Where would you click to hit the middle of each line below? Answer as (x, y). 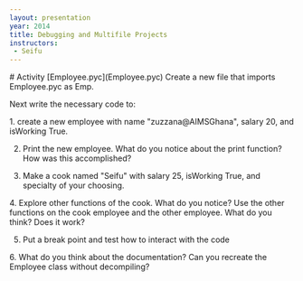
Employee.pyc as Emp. (52, 87)
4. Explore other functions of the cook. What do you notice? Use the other (147, 203)
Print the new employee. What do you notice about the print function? (152, 149)
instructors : (34, 43)
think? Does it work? (47, 222)
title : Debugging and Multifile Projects (89, 34)
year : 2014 (30, 26)
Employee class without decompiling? (80, 267)
